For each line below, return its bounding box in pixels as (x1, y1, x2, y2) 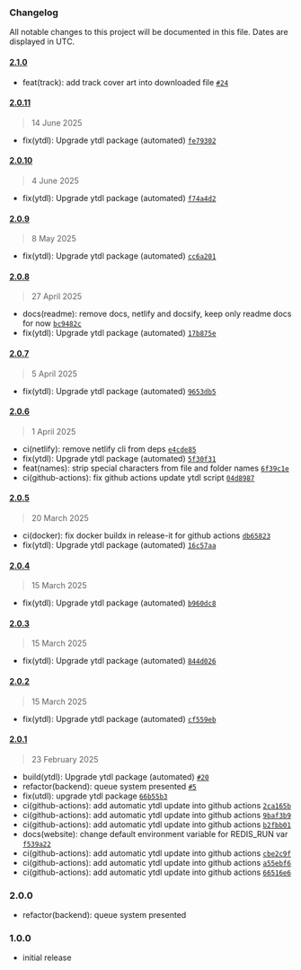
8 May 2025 (31, 234, 76, 244)
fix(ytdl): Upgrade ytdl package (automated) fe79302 (22, 135, 217, 145)
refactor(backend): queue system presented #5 (22, 780, 197, 791)
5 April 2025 (31, 368, 78, 379)
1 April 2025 (31, 426, 76, 436)
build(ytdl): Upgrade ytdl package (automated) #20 (22, 771, 209, 782)
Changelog (9, 6, 58, 19)
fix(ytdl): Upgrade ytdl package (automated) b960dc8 (22, 597, 217, 608)
